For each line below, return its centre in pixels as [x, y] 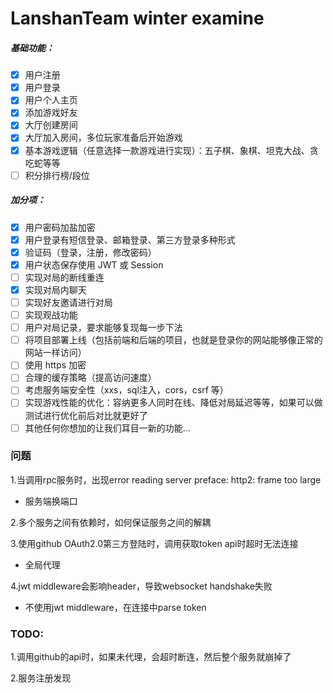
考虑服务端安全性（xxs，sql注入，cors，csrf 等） [126, 390]
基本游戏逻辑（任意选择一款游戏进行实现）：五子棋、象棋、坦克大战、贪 [171, 150]
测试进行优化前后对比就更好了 [86, 415]
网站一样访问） [55, 353]
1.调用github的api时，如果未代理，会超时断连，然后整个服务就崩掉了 [151, 657]
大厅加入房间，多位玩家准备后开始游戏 [103, 138]
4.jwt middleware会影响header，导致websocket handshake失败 [141, 586]
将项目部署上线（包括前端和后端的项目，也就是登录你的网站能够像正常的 [173, 340]
